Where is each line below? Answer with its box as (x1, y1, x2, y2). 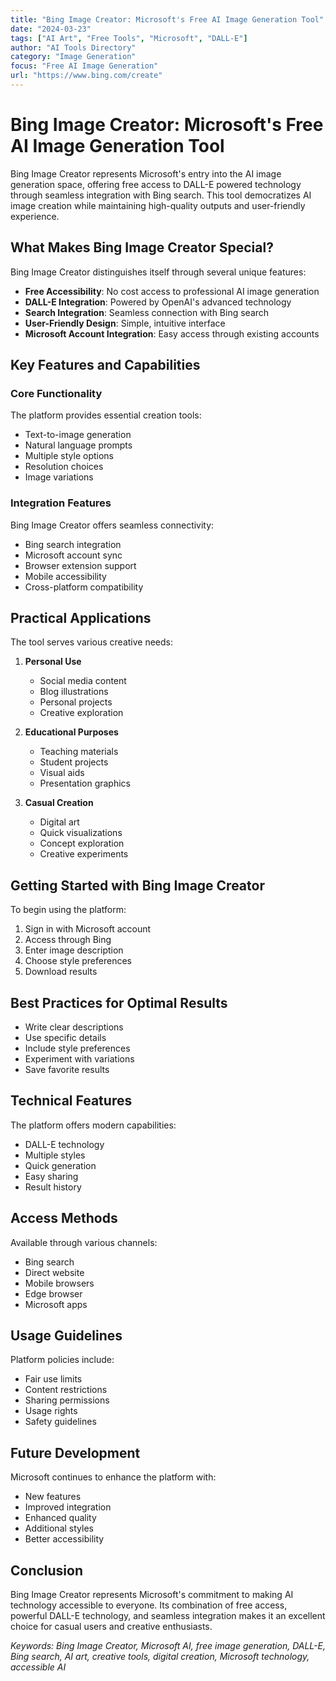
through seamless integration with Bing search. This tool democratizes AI (10, 189, 312, 201)
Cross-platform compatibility (24, 581, 144, 593)
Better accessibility (24, 1533, 105, 1545)
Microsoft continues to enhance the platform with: (10, 1471, 217, 1483)
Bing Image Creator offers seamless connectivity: (10, 519, 215, 531)
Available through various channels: (10, 1236, 158, 1248)
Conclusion (10, 1562, 84, 1579)
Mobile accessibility (24, 570, 107, 582)
